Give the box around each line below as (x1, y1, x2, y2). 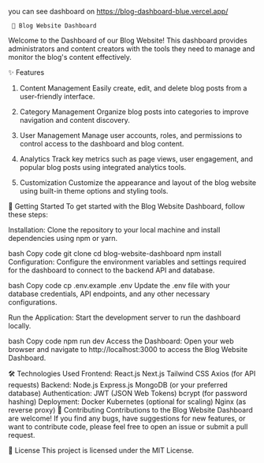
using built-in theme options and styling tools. (19, 187, 169, 195)
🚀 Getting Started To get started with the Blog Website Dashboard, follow (8, 202, 246, 211)
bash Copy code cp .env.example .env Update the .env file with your (8, 281, 231, 290)
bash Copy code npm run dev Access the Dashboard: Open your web (8, 336, 234, 346)
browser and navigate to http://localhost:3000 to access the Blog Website (8, 345, 248, 354)
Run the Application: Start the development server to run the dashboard (8, 313, 241, 322)
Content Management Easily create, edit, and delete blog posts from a (19, 83, 247, 93)
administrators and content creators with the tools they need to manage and (8, 44, 255, 54)
